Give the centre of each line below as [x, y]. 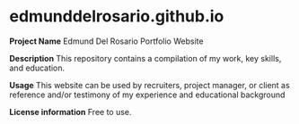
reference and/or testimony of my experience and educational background [147, 95]
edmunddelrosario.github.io [117, 17]
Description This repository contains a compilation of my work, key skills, [145, 58]
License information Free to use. [70, 112]
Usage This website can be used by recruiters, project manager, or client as [149, 85]
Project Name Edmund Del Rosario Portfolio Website [106, 41]
